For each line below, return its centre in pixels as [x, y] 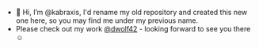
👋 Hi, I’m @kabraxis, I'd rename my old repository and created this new [131, 12]
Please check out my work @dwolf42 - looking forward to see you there [133, 29]
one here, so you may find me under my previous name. [107, 20]
